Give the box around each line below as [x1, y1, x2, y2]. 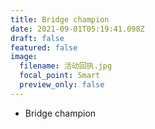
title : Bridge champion [10, 14, 110, 25]
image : [10, 52, 38, 62]
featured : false [10, 42, 78, 53]
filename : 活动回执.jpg [19, 61, 113, 71]
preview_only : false [19, 80, 105, 90]
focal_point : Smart [19, 71, 101, 81]
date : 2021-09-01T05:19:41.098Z [10, 24, 145, 34]
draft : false [10, 33, 65, 43]
